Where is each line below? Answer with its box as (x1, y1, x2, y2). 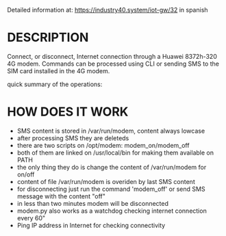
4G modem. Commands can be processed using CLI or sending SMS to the (7, 60, 219, 68)
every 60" (16, 213, 46, 222)
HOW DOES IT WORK (7, 104, 129, 120)
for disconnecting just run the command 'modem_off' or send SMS (16, 185, 205, 193)
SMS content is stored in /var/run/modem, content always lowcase (16, 127, 205, 135)
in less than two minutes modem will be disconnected (16, 199, 169, 207)
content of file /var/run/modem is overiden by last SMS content (16, 177, 195, 185)
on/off (16, 170, 35, 179)
